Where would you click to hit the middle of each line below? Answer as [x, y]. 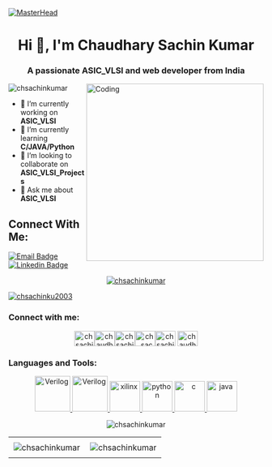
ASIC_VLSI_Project [52, 173]
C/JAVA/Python [47, 147]
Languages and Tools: [53, 362]
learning [34, 139]
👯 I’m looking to [46, 156]
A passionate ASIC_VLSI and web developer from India [136, 71]
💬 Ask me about [47, 190]
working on [39, 113]
